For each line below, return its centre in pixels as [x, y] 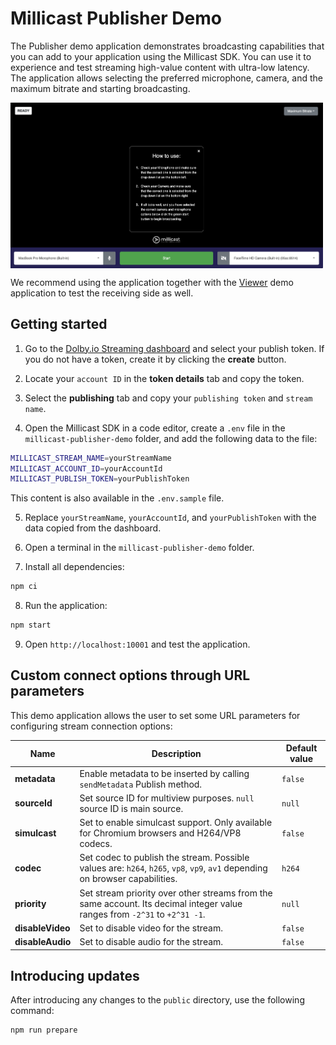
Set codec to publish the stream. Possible [164, 858]
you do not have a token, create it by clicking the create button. [155, 359]
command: [32, 1011]
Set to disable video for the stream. [151, 928]
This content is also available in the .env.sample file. [117, 498]
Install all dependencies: [74, 567]
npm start [31, 625]
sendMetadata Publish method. [141, 784]
